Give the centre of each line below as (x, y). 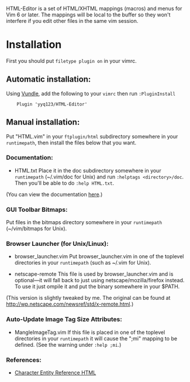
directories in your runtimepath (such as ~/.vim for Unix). (83, 263)
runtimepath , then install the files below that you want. (71, 143)
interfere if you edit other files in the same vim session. (72, 21)
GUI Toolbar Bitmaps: (37, 209)
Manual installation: (43, 122)
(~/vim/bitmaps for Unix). (37, 229)
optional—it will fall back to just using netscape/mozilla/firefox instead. (99, 280)
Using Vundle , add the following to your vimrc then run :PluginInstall (91, 93)
